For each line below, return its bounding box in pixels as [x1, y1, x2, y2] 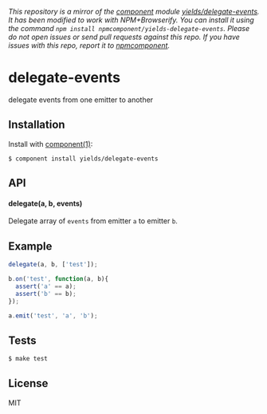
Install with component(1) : [8, 139, 93, 148]
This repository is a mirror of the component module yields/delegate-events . [8, 7, 260, 16]
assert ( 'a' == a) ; [15, 282, 77, 290]
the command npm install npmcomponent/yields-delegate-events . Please [8, 24, 250, 33]
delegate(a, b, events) [8, 199, 83, 208]
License [8, 377, 49, 390]
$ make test [8, 355, 48, 363]
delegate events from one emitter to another [8, 95, 154, 104]
